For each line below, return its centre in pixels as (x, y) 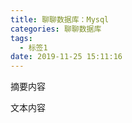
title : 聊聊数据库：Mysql (60, 19)
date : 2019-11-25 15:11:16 (66, 57)
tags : (21, 38)
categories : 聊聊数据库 (56, 29)
